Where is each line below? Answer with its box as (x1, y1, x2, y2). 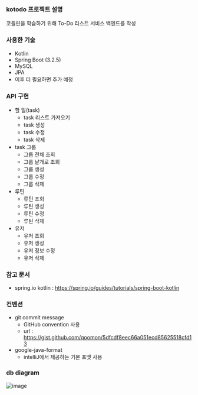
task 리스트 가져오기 (23, 114, 71, 121)
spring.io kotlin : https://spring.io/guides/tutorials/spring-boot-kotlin (14, 284, 180, 292)
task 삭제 (23, 136, 45, 143)
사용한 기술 (6, 36, 36, 44)
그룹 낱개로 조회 (23, 158, 60, 165)
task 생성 (23, 121, 45, 128)
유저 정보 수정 (23, 247, 55, 254)
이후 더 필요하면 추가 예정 (14, 76, 74, 83)
